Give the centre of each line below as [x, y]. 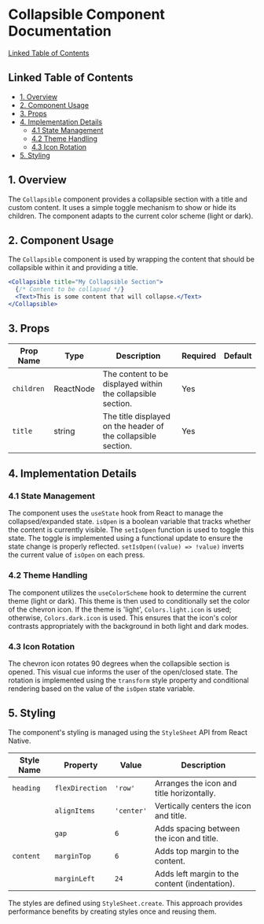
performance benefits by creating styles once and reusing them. [112, 911]
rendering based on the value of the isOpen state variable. [101, 688]
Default [238, 356]
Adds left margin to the [197, 874]
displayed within [133, 383]
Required [199, 356]
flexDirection [81, 788]
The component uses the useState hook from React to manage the [116, 513]
